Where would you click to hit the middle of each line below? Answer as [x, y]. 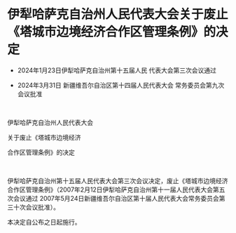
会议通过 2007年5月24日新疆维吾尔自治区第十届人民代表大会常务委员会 [116, 198]
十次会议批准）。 [36, 207]
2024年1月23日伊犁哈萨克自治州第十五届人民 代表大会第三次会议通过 [117, 70]
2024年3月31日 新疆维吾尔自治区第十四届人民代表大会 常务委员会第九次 [121, 85]
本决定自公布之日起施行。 [44, 222]
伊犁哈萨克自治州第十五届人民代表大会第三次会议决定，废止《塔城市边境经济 [118, 180]
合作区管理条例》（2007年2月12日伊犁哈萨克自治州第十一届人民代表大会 [110, 189]
